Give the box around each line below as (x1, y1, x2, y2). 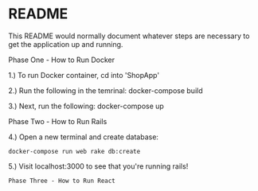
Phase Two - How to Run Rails (8, 116, 107, 126)
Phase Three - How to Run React (8, 177, 115, 185)
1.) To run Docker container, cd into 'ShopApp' (8, 70, 160, 80)
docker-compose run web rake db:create (8, 147, 141, 155)
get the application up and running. (8, 39, 123, 49)
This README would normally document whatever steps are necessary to (8, 31, 250, 41)
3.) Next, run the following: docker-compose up (8, 101, 165, 111)
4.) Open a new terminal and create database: (8, 132, 159, 142)
